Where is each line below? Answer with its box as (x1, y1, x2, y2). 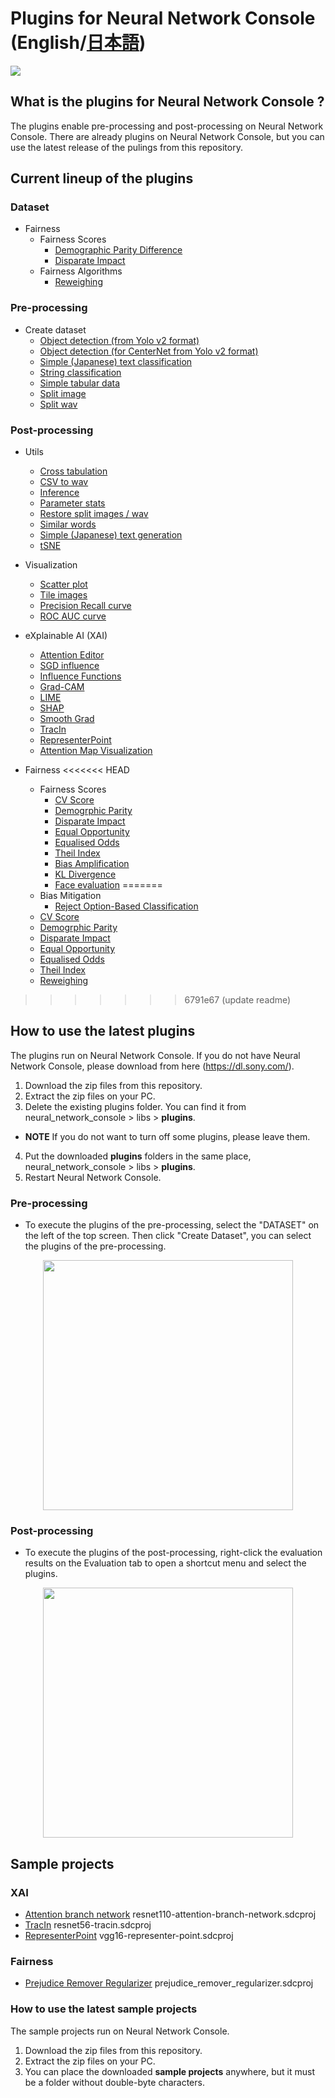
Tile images (39, 589, 88, 601)
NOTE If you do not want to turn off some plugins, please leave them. (24, 1130, 311, 1142)
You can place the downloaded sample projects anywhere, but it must (24, 2065, 316, 2077)
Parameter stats (39, 497, 106, 509)
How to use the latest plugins (10, 1023, 196, 1040)
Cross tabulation (39, 465, 108, 477)
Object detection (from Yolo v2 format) (39, 334, 200, 346)
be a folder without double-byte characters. (24, 2076, 205, 2088)
